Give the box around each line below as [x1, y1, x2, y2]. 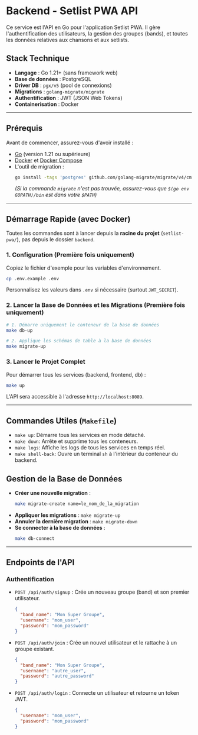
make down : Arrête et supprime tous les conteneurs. [14, 438, 138, 445]
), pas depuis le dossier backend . [16, 236, 95, 243]
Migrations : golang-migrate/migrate [14, 88, 105, 95]
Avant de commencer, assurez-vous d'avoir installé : [6, 139, 134, 146]
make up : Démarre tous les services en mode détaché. [14, 432, 146, 439]
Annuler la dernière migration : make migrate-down [14, 517, 138, 524]
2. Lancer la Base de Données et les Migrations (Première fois [6, 301, 186, 309]
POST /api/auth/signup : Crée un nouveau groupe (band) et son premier [14, 588, 190, 595]
